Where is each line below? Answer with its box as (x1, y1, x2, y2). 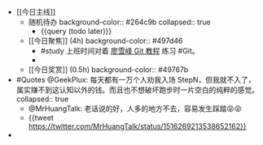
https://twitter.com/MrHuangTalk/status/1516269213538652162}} (28, 122, 247, 131)
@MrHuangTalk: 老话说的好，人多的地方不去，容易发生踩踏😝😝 (28, 104, 243, 113)
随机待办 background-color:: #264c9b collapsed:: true (28, 17, 211, 27)
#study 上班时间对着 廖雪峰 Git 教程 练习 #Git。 (40, 46, 199, 55)
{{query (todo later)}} (40, 27, 112, 36)
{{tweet (28, 113, 55, 122)
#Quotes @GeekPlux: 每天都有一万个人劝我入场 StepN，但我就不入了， (15, 75, 256, 84)
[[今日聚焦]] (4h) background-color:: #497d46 (28, 36, 183, 45)
